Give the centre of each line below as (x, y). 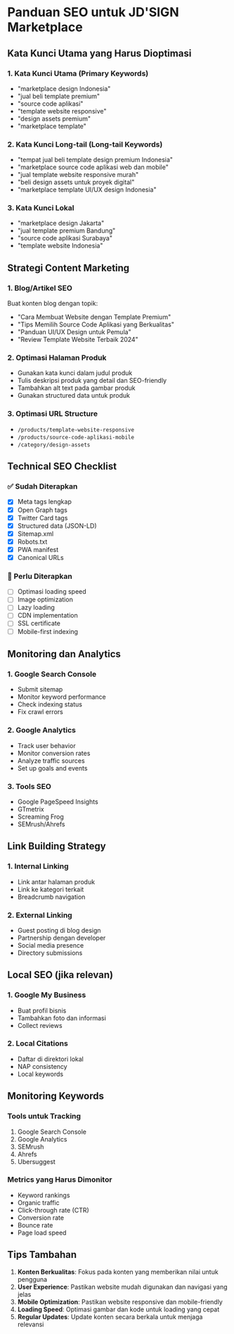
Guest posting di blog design (59, 930)
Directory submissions (50, 953)
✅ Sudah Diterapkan (43, 487)
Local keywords (40, 1074)
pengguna (32, 1279)
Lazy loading (36, 608)
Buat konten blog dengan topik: (53, 303)
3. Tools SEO (29, 786)
